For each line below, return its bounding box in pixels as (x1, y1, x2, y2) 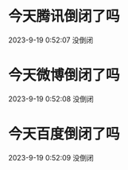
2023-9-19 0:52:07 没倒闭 (8, 35, 94, 45)
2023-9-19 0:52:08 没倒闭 (8, 93, 94, 104)
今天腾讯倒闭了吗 (8, 7, 121, 26)
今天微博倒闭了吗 (8, 66, 121, 85)
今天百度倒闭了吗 (8, 125, 121, 144)
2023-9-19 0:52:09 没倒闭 (8, 152, 94, 162)
